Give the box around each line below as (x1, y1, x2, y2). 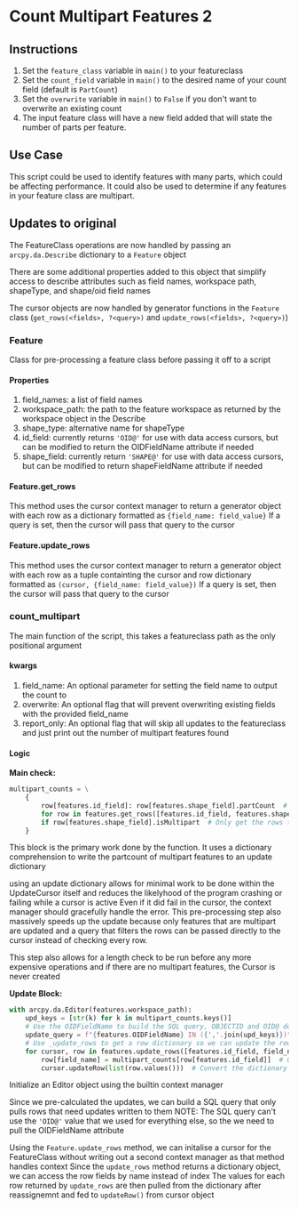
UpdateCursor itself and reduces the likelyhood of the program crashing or (9, 888, 283, 899)
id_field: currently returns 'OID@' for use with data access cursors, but (21, 432, 278, 443)
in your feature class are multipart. (9, 189, 135, 201)
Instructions (9, 42, 78, 57)
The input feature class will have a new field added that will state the (21, 113, 273, 123)
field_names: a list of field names (21, 394, 143, 406)
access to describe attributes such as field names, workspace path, (9, 276, 257, 286)
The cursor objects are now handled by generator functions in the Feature (9, 302, 279, 313)
